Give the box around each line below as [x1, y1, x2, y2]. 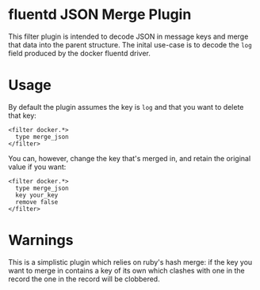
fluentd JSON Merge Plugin [8, 6, 192, 24]
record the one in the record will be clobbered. [8, 274, 160, 284]
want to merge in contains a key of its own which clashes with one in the [8, 266, 245, 275]
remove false [15, 198, 59, 206]
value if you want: [8, 162, 67, 171]
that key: [8, 111, 37, 120]
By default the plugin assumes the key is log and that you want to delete [8, 102, 244, 111]
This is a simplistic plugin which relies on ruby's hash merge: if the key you [8, 257, 253, 266]
